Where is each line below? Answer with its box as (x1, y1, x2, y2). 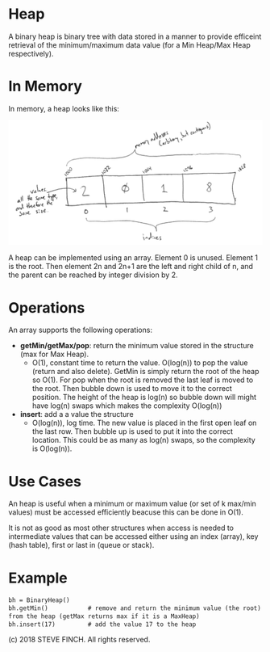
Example (8, 569, 68, 587)
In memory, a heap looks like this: (8, 103, 119, 113)
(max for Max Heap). (19, 349, 89, 360)
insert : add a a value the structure (19, 410, 135, 419)
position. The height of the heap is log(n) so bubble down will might (31, 393, 256, 402)
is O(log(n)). (31, 444, 73, 453)
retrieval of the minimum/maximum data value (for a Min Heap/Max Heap (8, 40, 251, 49)
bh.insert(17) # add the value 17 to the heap (8, 620, 197, 629)
